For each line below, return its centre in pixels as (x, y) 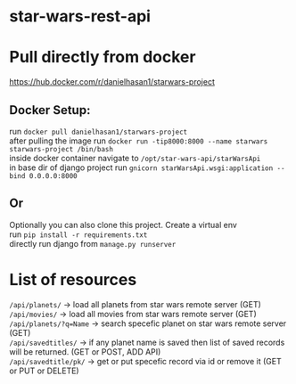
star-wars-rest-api (80, 16)
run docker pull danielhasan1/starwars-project (99, 131)
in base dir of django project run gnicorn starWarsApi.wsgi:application (141, 167)
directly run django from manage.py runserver (93, 243)
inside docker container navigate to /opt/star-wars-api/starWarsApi (135, 158)
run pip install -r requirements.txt (78, 234)
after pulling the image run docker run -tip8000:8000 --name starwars (139, 141)
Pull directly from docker (103, 57)
